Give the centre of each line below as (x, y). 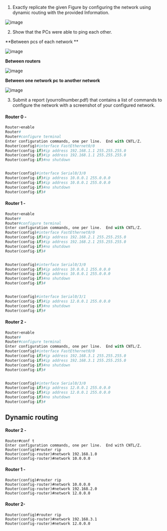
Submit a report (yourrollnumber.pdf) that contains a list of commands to (87, 100)
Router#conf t (20, 441)
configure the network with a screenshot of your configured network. (84, 105)
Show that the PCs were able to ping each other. (62, 32)
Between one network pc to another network (53, 80)
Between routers (23, 61)
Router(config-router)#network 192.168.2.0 (51, 489)
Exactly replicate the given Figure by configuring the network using (81, 7)
